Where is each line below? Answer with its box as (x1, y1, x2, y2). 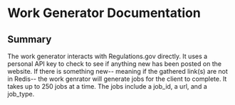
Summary (7, 33, 52, 45)
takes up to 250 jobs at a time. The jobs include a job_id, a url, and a (7, 82, 208, 90)
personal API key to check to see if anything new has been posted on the (7, 60, 222, 68)
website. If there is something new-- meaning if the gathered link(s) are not (7, 67, 228, 75)
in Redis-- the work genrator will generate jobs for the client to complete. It (7, 74, 227, 83)
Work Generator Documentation (7, 5, 201, 21)
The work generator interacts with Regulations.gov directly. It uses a (7, 52, 208, 60)
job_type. (7, 90, 35, 98)
